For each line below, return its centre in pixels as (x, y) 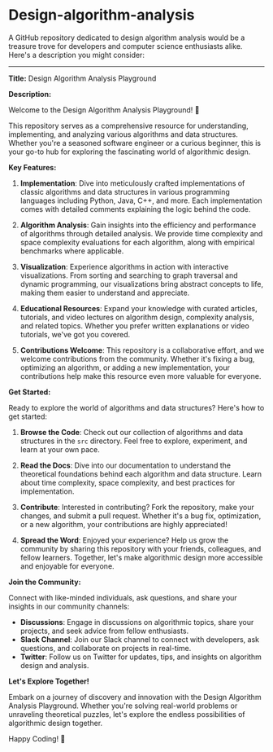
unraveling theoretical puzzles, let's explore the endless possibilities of (127, 714)
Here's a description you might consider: (76, 55)
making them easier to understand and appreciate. (105, 292)
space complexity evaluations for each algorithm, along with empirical (137, 242)
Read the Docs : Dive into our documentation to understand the (126, 465)
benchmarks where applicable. (72, 251)
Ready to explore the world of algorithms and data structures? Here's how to (136, 407)
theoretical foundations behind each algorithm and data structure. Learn (141, 473)
